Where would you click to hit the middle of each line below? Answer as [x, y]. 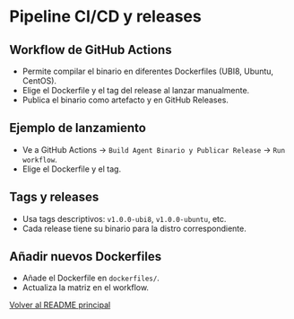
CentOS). [39, 81]
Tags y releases [54, 197]
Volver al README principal [60, 305]
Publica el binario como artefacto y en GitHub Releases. [125, 100]
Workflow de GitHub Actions [91, 50]
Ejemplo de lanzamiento [78, 128]
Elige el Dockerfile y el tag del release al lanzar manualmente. [136, 90]
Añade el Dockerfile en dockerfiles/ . [91, 278]
